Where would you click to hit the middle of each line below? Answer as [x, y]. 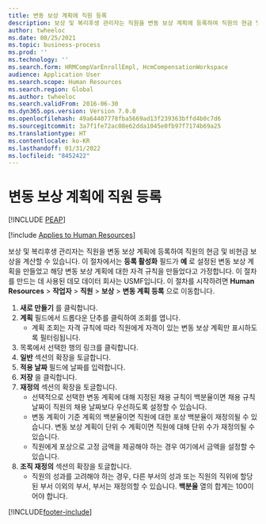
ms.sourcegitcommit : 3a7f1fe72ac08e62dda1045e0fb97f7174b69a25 [115, 126]
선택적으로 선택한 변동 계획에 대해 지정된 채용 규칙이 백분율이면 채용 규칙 [143, 397]
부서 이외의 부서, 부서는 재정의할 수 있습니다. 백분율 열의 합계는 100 [144, 486]
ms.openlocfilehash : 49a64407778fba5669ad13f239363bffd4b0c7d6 [115, 119]
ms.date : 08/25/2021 [42, 38]
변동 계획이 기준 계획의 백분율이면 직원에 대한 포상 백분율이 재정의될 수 [140, 417]
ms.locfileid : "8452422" [49, 155]
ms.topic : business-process [55, 45]
